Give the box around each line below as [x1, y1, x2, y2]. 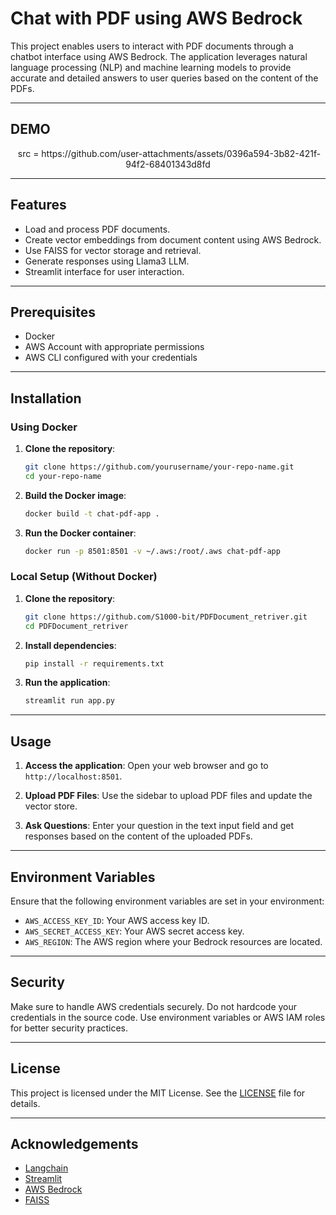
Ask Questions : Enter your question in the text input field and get [24, 820, 295, 832]
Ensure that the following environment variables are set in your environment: [10, 895, 325, 907]
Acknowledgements [10, 1136, 139, 1152]
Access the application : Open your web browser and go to [24, 760, 269, 772]
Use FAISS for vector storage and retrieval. [24, 244, 202, 256]
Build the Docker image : [24, 489, 127, 501]
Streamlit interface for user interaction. [24, 265, 185, 277]
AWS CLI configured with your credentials [24, 352, 198, 364]
